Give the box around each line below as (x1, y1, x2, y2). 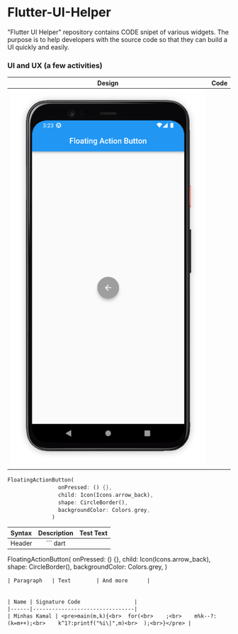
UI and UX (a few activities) (7, 60, 103, 70)
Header (10, 539, 33, 547)
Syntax (10, 528, 32, 537)
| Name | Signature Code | (7, 598, 138, 606)
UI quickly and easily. (7, 43, 69, 51)
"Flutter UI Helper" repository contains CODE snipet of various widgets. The (7, 28, 229, 36)
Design (97, 79, 119, 87)
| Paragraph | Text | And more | (7, 576, 151, 584)
